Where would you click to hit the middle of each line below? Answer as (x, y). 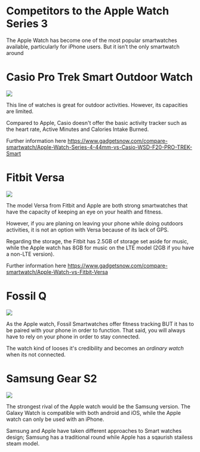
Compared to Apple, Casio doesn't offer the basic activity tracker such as (96, 123)
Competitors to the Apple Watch (88, 11)
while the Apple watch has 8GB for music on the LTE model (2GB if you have (100, 248)
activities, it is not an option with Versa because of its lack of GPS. (87, 230)
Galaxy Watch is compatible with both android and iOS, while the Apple (93, 413)
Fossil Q (26, 296)
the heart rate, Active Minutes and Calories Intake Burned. (78, 129)
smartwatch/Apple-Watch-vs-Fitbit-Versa (57, 272)
